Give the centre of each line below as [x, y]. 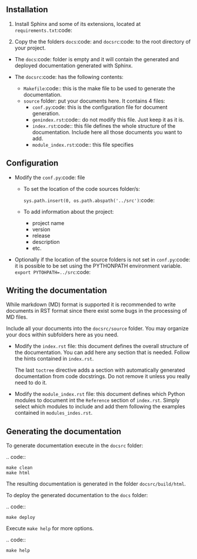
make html [18, 473]
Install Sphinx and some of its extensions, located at [78, 24]
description [46, 242]
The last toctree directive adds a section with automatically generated [100, 370]
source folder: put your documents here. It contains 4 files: [94, 101]
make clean [19, 468]
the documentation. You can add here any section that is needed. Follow [102, 352]
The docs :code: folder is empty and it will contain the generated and [97, 59]
